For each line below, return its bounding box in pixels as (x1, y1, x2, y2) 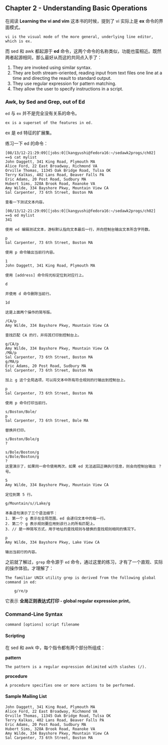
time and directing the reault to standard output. (12, 75, 112, 81)
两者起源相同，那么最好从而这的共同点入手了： (5, 54, 102, 60)
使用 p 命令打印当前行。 (5, 401, 50, 406)
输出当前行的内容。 (5, 550, 39, 555)
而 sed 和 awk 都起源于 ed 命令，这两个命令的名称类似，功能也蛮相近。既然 (5, 48, 161, 54)
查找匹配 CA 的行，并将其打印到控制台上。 (5, 333, 82, 338)
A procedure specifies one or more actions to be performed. (5, 683, 136, 688)
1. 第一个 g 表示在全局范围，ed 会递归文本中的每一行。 (5, 516, 108, 521)
